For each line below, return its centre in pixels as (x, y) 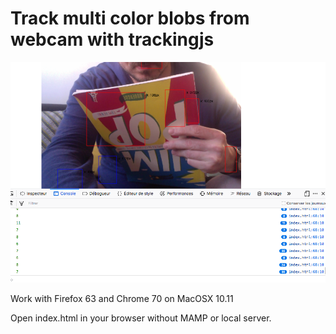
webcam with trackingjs (112, 39)
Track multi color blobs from (130, 18)
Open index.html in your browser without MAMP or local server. (141, 318)
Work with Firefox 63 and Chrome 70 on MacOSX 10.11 (122, 299)
